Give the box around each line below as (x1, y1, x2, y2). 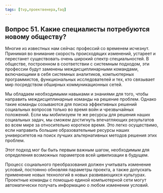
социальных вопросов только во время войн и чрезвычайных (5, 106, 134, 112)
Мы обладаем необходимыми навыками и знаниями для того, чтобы (5, 91, 148, 97)
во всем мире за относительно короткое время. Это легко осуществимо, (5, 122, 159, 128)
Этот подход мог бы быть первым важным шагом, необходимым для (5, 147, 150, 153)
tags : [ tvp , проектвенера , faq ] (5, 7, 67, 12)
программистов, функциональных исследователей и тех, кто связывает (5, 76, 155, 83)
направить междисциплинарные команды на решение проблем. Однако (5, 96, 157, 102)
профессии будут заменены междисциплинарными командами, (5, 66, 139, 72)
